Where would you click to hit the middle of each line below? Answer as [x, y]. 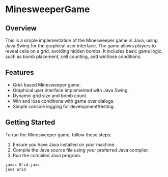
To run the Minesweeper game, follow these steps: [59, 135]
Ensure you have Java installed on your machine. [64, 144]
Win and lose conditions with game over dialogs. [63, 101]
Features [20, 72]
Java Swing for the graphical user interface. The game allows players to [81, 46]
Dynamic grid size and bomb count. [50, 96]
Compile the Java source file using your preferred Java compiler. [81, 150]
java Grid [16, 169]
